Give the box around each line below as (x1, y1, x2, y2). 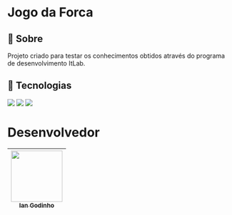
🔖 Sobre (7, 33, 44, 45)
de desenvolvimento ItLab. (7, 59, 86, 68)
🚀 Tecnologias (7, 80, 72, 92)
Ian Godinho (19, 201, 55, 209)
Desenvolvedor (7, 125, 100, 140)
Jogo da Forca (7, 4, 94, 21)
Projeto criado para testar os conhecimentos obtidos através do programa (7, 51, 226, 60)
